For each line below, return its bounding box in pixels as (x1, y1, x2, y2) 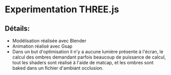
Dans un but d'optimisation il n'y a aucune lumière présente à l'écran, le (12, 49, 163, 54)
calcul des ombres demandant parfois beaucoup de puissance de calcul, (12, 54, 166, 60)
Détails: (5, 24, 30, 33)
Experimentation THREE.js (5, 4, 119, 15)
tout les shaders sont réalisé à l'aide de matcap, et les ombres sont (12, 60, 154, 65)
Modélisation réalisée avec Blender (12, 38, 87, 44)
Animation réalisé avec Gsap (12, 43, 73, 49)
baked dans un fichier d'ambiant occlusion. (12, 65, 103, 71)
